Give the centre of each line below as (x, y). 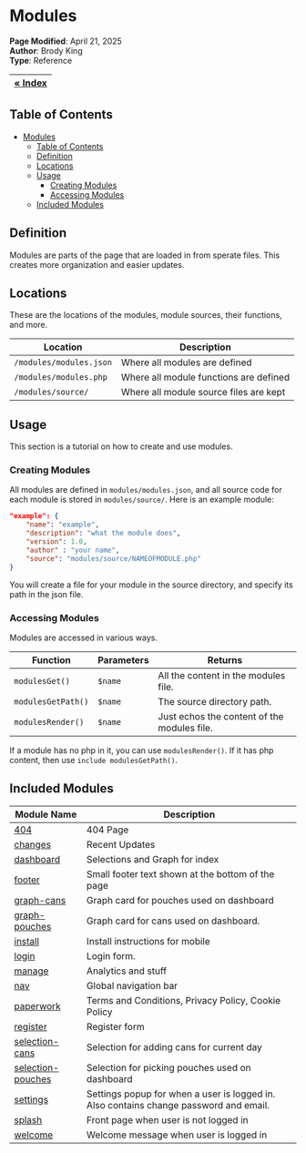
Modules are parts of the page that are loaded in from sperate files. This (145, 255)
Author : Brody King (46, 50)
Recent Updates (121, 844)
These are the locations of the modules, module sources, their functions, (146, 315)
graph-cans (40, 900)
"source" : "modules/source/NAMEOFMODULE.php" (114, 558)
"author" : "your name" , (73, 550)
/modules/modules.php (61, 378)
